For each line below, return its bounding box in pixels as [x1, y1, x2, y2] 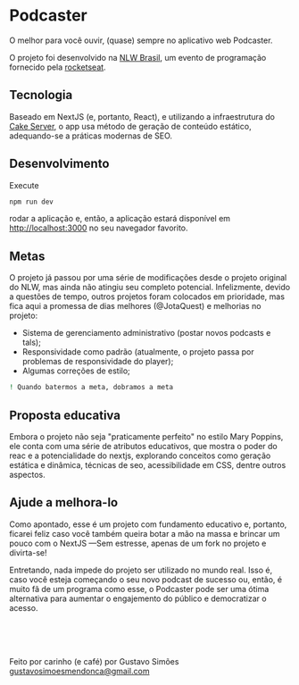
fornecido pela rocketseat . [9, 62, 106, 72]
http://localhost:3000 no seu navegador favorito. [9, 222, 189, 233]
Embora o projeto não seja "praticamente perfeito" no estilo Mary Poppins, [9, 430, 284, 442]
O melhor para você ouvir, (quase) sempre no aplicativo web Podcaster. [9, 35, 273, 46]
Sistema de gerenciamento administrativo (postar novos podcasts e [21, 328, 271, 338]
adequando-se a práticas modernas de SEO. [9, 130, 172, 141]
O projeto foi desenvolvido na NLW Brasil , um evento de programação [9, 52, 267, 63]
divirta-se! [9, 547, 47, 558]
